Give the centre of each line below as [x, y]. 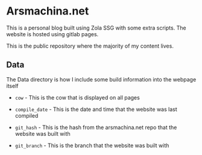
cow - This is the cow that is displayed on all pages [77, 97]
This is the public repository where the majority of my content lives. [90, 46]
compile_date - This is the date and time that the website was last [96, 109]
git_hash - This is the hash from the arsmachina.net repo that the [96, 127]
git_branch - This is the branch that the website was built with [92, 145]
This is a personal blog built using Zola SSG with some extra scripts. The [96, 28]
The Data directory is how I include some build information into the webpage [101, 79]
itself [12, 86]
